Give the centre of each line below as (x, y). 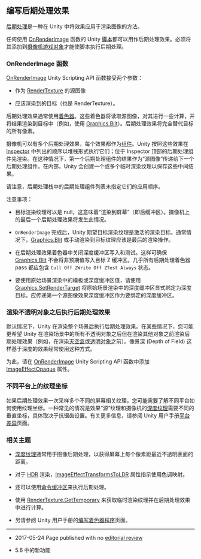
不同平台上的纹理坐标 (37, 386)
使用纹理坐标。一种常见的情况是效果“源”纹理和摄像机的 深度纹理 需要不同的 (103, 408)
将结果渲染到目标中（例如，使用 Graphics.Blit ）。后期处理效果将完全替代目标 (100, 124)
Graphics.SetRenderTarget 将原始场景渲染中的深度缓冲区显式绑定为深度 (103, 288)
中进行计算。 (31, 507)
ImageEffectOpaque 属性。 (39, 369)
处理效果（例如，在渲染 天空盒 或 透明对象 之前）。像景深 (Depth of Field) (98, 341)
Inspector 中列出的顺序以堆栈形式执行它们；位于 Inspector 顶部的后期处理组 (100, 151)
